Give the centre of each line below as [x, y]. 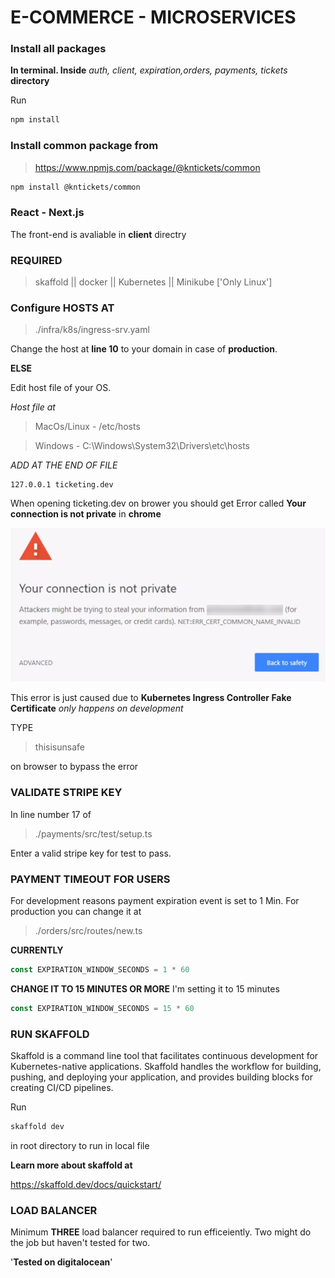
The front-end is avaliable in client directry [98, 234]
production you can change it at [76, 912]
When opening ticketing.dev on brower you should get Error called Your [158, 503]
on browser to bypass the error [74, 767]
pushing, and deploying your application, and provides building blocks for [162, 1077]
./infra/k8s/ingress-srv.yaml [92, 330]
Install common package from [84, 146]
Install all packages [58, 49]
